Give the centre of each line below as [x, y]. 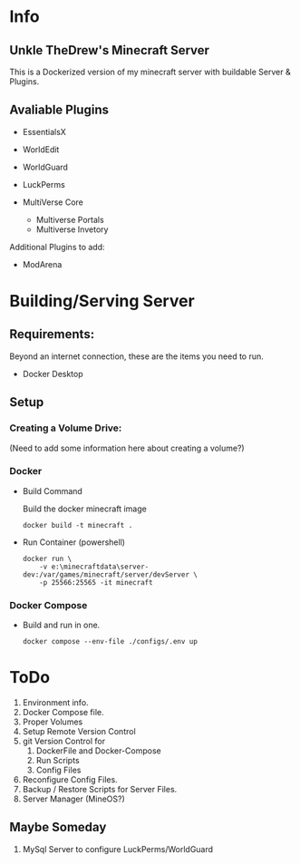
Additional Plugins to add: [58, 247]
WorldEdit [41, 149]
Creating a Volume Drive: [66, 428]
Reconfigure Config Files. [70, 780]
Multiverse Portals [70, 219]
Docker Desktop [53, 374]
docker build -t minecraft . [77, 525]
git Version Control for [64, 742]
